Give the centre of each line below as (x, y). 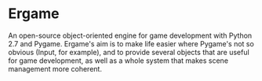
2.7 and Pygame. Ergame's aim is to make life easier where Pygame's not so (131, 43)
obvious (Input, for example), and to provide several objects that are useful (129, 52)
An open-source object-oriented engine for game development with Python (130, 35)
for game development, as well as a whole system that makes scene (118, 61)
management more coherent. (55, 68)
